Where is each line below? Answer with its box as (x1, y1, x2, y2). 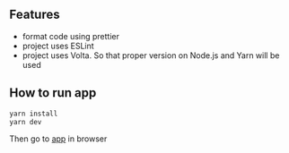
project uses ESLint (22, 40, 94, 51)
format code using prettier (22, 30, 119, 41)
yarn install (9, 109, 58, 118)
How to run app (9, 85, 97, 101)
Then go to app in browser (9, 133, 108, 144)
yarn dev (9, 117, 42, 126)
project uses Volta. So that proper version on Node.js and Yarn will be (22, 49, 280, 61)
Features (9, 7, 60, 22)
